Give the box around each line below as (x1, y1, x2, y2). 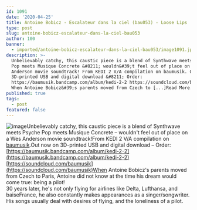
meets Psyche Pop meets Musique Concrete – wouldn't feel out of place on (6, 129, 188, 136)
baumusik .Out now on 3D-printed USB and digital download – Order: (6, 141, 171, 148)
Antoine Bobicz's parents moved (108, 167, 187, 174)
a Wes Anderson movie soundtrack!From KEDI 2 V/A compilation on (6, 136, 169, 143)
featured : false (6, 107, 46, 113)
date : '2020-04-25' (6, 14, 54, 20)
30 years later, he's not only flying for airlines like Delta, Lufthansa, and (6, 185, 178, 192)
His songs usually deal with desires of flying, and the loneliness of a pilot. (6, 198, 184, 205)
